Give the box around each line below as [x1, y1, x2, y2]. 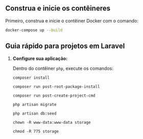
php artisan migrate [12, 102, 57, 107]
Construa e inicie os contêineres [5, 4, 111, 13]
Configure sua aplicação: [12, 55, 68, 61]
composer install [12, 75, 50, 80]
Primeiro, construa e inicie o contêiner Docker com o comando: [5, 17, 139, 24]
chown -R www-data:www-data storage [12, 120, 91, 125]
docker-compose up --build [5, 28, 63, 33]
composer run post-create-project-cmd [12, 93, 96, 98]
